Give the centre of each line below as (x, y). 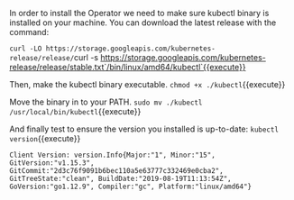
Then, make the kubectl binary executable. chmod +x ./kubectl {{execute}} (147, 84)
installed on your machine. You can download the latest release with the (143, 23)
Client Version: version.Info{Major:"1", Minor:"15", (113, 155)
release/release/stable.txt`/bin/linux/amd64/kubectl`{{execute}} (128, 67)
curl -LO (26, 49)
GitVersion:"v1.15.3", (52, 163)
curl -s (86, 57)
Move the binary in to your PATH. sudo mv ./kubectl (106, 102)
